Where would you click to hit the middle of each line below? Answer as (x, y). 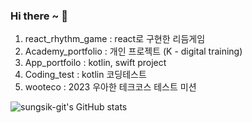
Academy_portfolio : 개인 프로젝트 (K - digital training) (133, 51)
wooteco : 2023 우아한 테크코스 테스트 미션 (110, 87)
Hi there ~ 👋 (39, 16)
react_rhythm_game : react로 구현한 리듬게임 (115, 39)
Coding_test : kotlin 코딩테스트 (85, 75)
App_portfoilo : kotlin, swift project (95, 63)
